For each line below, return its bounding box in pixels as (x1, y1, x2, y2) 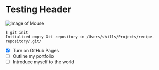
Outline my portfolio (12, 53, 54, 59)
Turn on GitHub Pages (12, 47, 59, 53)
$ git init (5, 30, 28, 35)
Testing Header (5, 4, 72, 15)
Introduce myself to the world (12, 59, 74, 65)
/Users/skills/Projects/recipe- (86, 34, 155, 39)
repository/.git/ (5, 39, 42, 44)
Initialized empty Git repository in (5, 34, 85, 39)
